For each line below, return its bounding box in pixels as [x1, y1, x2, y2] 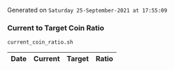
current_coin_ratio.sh [7, 39, 73, 46]
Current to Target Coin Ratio [7, 23, 105, 33]
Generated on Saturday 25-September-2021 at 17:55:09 [7, 6, 168, 14]
